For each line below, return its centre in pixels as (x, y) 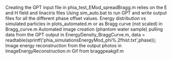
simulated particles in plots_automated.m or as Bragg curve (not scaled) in (84, 24)
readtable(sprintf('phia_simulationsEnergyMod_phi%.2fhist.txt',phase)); (81, 40)
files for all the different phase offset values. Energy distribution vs (76, 18)
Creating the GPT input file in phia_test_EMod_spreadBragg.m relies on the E (86, 7)
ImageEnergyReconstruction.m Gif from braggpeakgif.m (65, 51)
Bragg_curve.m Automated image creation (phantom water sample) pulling (84, 29)
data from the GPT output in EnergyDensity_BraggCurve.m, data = (75, 35)
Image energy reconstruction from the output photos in (64, 45)
